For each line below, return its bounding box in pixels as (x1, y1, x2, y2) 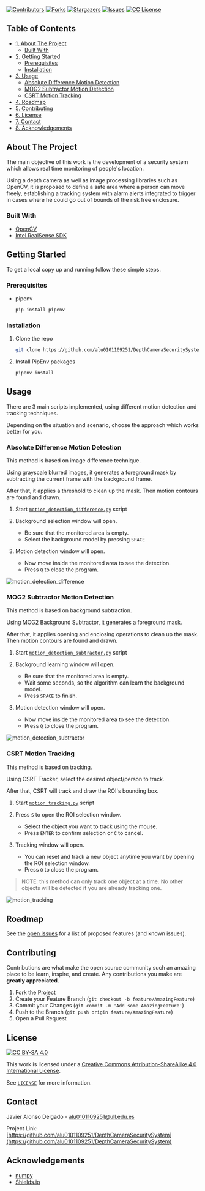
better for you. (6, 428, 43, 435)
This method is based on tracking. (6, 763, 92, 771)
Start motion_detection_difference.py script (15, 505, 127, 513)
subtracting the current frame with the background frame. (6, 475, 152, 483)
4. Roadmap (15, 98, 46, 105)
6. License (15, 111, 42, 119)
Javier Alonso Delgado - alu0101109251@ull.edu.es (6, 1113, 135, 1120)
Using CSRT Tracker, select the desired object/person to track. (6, 775, 165, 782)
